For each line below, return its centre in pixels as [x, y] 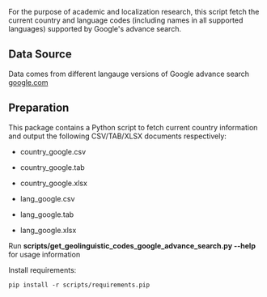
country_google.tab [52, 167]
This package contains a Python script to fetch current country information [133, 127]
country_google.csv [53, 151]
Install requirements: [42, 269]
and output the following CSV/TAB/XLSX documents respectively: [117, 136]
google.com [28, 82]
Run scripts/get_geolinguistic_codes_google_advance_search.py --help [132, 245]
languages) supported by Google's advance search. [95, 29]
